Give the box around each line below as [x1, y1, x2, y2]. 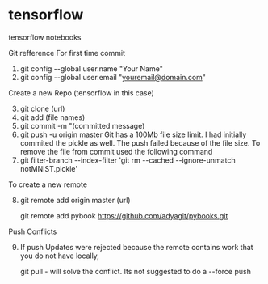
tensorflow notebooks [8, 32, 82, 42]
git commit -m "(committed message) [19, 121, 145, 130]
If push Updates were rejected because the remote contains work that [19, 242, 253, 252]
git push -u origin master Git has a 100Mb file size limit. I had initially [19, 129, 247, 139]
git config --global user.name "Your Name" [19, 63, 163, 74]
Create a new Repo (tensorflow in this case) [8, 87, 155, 98]
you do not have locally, [19, 251, 99, 261]
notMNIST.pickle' [19, 163, 78, 173]
